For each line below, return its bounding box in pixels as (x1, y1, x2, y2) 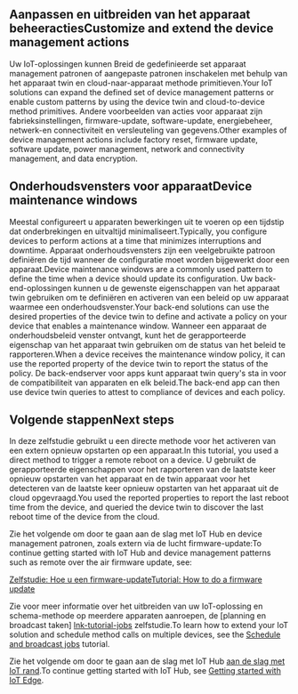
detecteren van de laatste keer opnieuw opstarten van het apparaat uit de (9, 483, 279, 494)
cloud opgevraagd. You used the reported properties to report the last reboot (9, 493, 289, 504)
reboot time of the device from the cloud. (9, 512, 160, 522)
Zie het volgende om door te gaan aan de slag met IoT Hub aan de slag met (9, 656, 286, 666)
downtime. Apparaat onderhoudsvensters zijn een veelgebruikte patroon (9, 245, 276, 255)
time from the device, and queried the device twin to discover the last (9, 502, 264, 512)
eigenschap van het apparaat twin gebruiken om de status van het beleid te (9, 339, 286, 350)
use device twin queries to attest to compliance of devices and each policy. (9, 386, 286, 397)
